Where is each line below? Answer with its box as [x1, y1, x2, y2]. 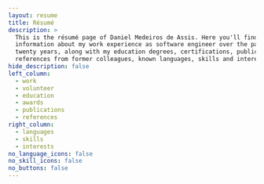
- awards [15, 99, 44, 106]
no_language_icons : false [8, 150, 93, 157]
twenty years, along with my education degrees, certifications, [15, 48, 234, 56]
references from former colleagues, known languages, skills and [15, 56, 234, 63]
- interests [15, 143, 55, 150]
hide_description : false [8, 63, 90, 70]
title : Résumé [8, 19, 55, 27]
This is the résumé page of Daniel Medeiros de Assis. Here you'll [15, 33, 241, 41]
